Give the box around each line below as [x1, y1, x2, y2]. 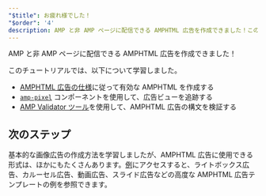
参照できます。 [63, 179, 112, 190]
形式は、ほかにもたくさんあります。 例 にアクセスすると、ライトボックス [8, 160, 243, 170]
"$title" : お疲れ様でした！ [8, 11, 91, 20]
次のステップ [8, 127, 71, 141]
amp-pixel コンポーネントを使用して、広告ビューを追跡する [19, 92, 214, 102]
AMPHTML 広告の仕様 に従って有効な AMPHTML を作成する [19, 82, 215, 92]
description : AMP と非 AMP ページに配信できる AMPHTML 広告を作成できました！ [8, 26, 248, 34]
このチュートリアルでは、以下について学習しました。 [8, 66, 182, 75]
